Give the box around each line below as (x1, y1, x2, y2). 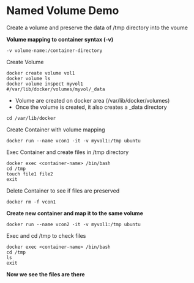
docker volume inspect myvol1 (6, 81, 84, 87)
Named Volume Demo (6, 4, 119, 18)
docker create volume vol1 (6, 70, 75, 76)
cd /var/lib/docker (6, 115, 56, 121)
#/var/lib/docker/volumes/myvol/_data (6, 86, 105, 92)
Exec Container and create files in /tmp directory (6, 148, 129, 156)
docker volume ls (6, 75, 51, 81)
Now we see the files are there (6, 270, 85, 278)
